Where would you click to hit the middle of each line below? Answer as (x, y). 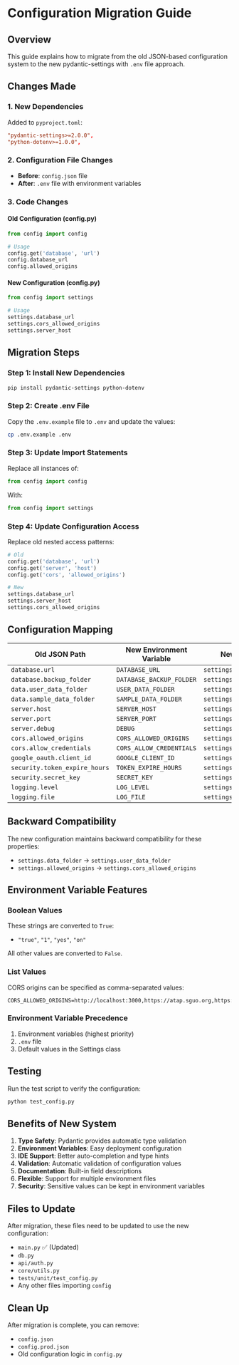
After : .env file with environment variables (79, 183)
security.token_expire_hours (60, 768)
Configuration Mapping (60, 629)
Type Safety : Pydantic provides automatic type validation (102, 1141)
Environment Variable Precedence (68, 1018)
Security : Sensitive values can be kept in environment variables (111, 1186)
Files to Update (42, 1209)
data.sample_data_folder (53, 699)
